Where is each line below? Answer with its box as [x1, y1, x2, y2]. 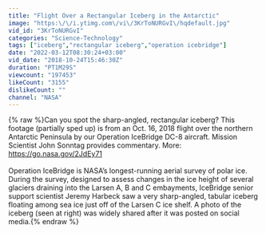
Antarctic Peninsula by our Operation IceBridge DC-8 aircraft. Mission [8, 132, 238, 142]
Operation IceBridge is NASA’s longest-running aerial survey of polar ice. [8, 166, 248, 176]
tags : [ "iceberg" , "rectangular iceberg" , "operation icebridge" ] [8, 41, 227, 49]
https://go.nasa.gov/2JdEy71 [8, 149, 102, 159]
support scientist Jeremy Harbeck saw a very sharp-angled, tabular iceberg [8, 192, 258, 201]
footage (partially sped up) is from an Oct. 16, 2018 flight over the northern [8, 124, 253, 133]
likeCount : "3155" [8, 78, 69, 86]
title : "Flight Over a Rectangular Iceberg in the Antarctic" [8, 11, 220, 20]
